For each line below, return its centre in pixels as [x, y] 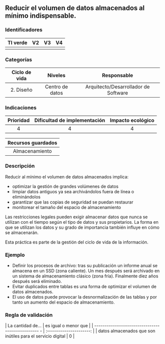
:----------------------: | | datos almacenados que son [101, 331]
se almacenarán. [22, 232]
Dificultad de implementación [70, 120]
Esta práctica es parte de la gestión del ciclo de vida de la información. [77, 242]
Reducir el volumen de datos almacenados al [75, 8]
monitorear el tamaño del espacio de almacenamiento [67, 207]
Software [118, 93]
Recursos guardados [32, 143]
